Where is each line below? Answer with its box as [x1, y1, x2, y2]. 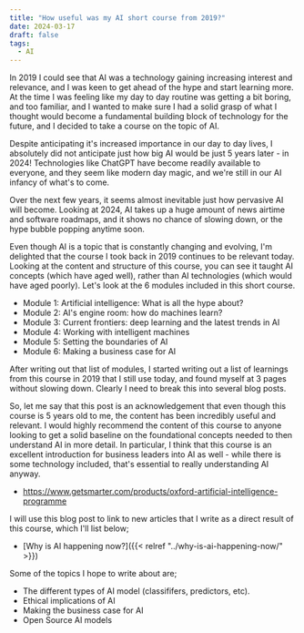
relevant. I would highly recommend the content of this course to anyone [9, 420, 282, 431]
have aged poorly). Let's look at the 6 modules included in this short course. [9, 280, 296, 291]
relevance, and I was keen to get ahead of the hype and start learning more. [9, 82, 294, 93]
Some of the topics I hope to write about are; [9, 568, 177, 579]
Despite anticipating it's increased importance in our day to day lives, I [9, 138, 273, 149]
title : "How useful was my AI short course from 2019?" [9, 13, 226, 23]
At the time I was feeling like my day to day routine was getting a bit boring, [9, 92, 291, 103]
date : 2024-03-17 [9, 22, 76, 31]
